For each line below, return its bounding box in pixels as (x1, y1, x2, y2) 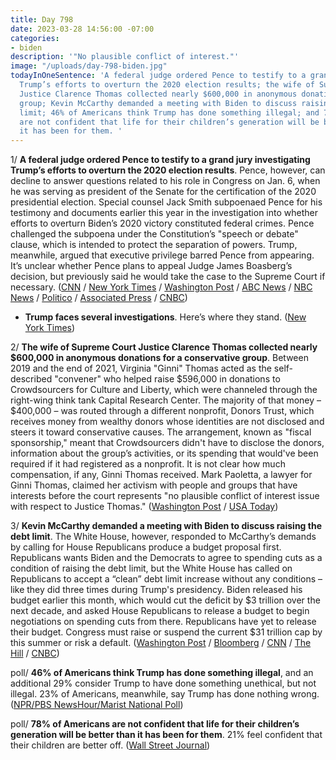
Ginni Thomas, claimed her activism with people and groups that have (10, 479, 298, 491)
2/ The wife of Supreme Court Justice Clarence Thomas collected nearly (10, 341, 318, 353)
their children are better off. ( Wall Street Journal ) (10, 739, 211, 751)
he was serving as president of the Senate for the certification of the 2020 (10, 186, 317, 198)
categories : (10, 33, 60, 43)
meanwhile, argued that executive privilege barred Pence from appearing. (10, 249, 315, 261)
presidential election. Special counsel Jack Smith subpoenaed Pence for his (10, 196, 323, 208)
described (10, 373, 53, 385)
